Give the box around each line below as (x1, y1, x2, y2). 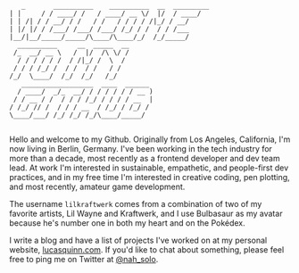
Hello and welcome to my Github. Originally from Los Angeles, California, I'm (9, 134, 291, 145)
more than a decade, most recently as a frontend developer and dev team (9, 153, 280, 163)
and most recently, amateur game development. (9, 181, 186, 192)
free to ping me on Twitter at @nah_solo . (9, 254, 159, 264)
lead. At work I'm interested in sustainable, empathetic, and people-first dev (9, 162, 288, 173)
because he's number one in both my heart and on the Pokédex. (9, 218, 245, 228)
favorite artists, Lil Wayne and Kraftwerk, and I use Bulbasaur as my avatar (9, 208, 283, 219)
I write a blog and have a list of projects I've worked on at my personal (9, 235, 268, 245)
